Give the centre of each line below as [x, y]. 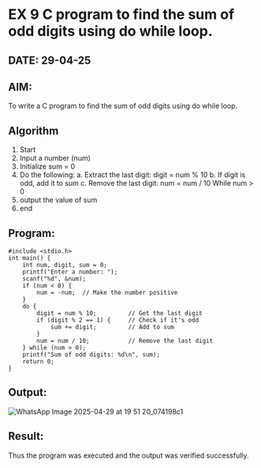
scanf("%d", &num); [54, 279]
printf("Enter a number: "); [70, 272]
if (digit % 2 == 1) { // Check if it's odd [118, 321]
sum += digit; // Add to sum [112, 327]
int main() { [30, 258]
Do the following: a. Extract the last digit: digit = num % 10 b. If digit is [132, 175]
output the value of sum [58, 200]
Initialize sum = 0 [47, 166]
